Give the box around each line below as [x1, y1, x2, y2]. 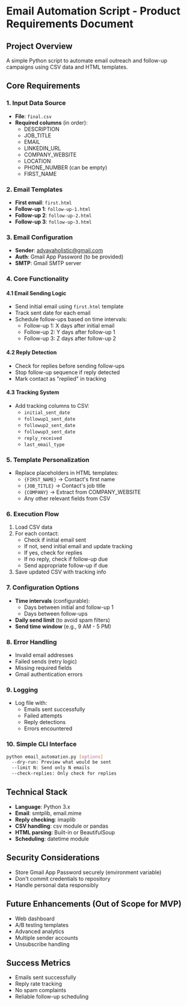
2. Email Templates [6, 185, 63, 193]
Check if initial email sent [23, 536, 87, 543]
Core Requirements [6, 81, 81, 91]
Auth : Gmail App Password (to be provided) [14, 253, 124, 260]
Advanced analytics [14, 928, 64, 935]
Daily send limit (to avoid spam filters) [14, 616, 110, 623]
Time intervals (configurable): [14, 597, 90, 604]
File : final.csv [14, 113, 52, 120]
